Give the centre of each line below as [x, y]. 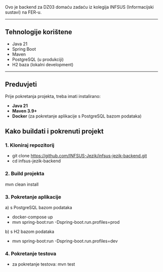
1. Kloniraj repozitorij [30, 145]
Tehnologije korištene [39, 32]
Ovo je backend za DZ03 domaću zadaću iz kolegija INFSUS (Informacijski [79, 7]
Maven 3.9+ [24, 111]
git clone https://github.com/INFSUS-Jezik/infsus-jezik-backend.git [79, 156]
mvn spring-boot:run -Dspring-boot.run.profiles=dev [65, 241]
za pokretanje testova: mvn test [43, 264]
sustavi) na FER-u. [24, 12]
